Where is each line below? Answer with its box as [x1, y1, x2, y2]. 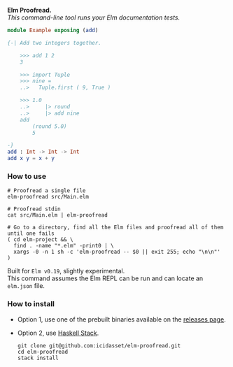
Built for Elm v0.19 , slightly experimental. [7, 267, 125, 275]
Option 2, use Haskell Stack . [17, 329, 99, 337]
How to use [7, 171, 47, 181]
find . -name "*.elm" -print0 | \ [13, 243, 114, 250]
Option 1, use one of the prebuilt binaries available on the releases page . [17, 315, 226, 324]
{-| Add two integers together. [7, 39, 101, 46]
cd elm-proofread [17, 348, 69, 355]
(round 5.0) [32, 122, 68, 130]
